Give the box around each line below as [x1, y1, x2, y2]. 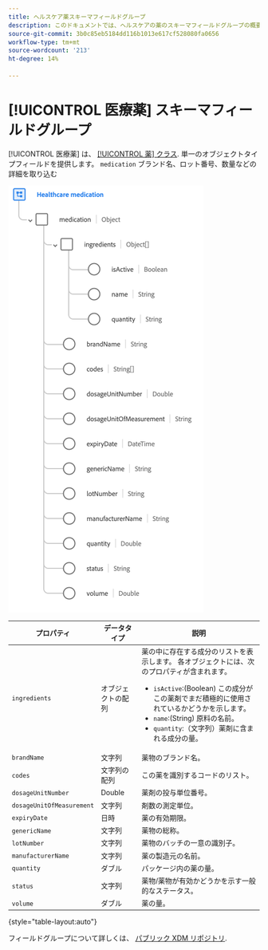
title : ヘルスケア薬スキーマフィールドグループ [8, 13, 146, 21]
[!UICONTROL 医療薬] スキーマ [8, 101, 211, 120]
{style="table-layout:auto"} [8, 916, 97, 926]
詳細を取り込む [8, 168, 57, 179]
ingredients [11, 695, 52, 703]
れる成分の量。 [152, 733, 203, 743]
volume [11, 900, 33, 908]
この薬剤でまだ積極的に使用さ [152, 693, 251, 703]
